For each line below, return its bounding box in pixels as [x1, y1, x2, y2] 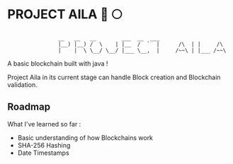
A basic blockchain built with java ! [7, 59, 108, 68]
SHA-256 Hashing [17, 141, 71, 149]
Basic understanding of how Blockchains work [17, 133, 154, 142]
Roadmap [7, 101, 51, 113]
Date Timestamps [17, 148, 69, 157]
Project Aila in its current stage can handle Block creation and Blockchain [7, 73, 221, 81]
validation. [7, 80, 38, 89]
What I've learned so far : [7, 119, 81, 128]
